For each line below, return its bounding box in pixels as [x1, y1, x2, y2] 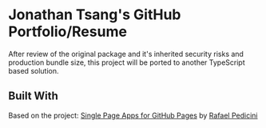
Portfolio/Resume [8, 22, 128, 41]
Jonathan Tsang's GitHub [8, 6, 181, 24]
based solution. [8, 66, 59, 75]
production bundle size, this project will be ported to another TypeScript [8, 58, 245, 67]
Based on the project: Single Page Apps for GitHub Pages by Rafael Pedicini [8, 110, 258, 120]
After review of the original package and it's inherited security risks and [8, 49, 244, 58]
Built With [8, 90, 58, 103]
